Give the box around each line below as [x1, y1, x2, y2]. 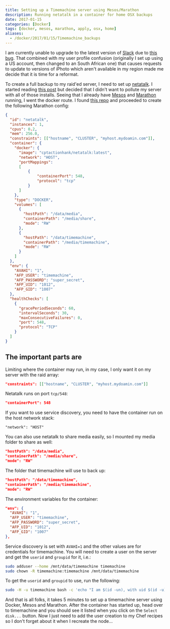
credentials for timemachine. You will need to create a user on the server [5, 548, 157, 554]
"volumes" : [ [14, 202, 42, 207]
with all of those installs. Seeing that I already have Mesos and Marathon [5, 92, 156, 98]
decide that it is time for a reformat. [5, 71, 79, 77]
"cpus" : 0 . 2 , [10, 126, 37, 132]
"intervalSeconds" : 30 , [18, 310, 69, 316]
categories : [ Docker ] [5, 21, 51, 27]
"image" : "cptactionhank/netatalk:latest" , [18, 150, 112, 155]
